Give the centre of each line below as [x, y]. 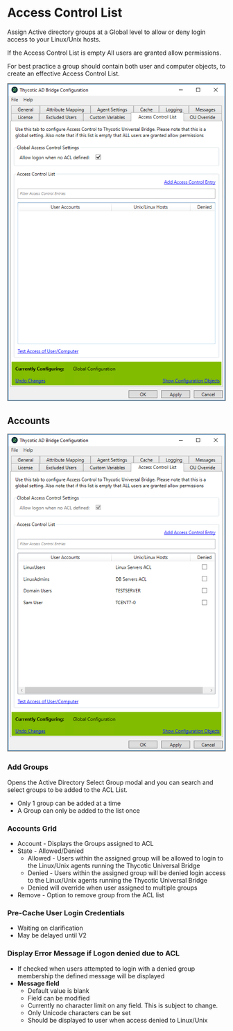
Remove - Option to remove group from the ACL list [90, 895]
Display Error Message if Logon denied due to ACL [94, 953]
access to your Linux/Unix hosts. [54, 39]
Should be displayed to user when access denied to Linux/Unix [118, 1020]
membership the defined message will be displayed [91, 976]
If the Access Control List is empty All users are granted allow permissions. [114, 53]
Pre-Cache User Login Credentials [66, 913]
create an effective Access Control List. [63, 73]
